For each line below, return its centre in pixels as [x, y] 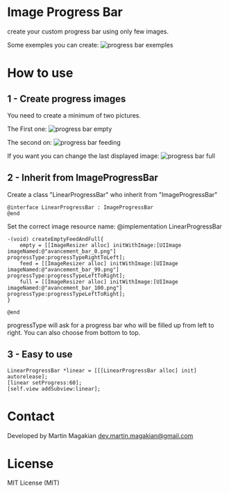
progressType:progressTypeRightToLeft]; [67, 257]
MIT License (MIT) [34, 483]
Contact [31, 416]
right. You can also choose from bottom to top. [74, 332]
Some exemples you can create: [53, 45]
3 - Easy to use [40, 355]
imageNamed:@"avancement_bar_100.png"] [65, 288]
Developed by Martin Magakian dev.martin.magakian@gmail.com [100, 435]
